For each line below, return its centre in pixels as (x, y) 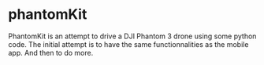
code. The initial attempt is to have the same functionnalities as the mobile (128, 44)
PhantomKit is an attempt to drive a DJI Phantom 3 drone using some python (132, 36)
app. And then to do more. (51, 52)
